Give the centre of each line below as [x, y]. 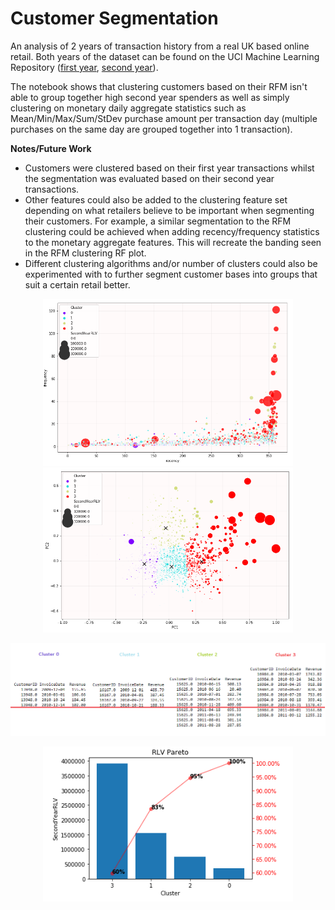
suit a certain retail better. [77, 284]
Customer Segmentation [114, 18]
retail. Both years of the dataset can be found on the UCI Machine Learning [165, 56]
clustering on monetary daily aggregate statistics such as [128, 108]
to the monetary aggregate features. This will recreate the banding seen [173, 242]
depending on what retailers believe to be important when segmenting [169, 210]
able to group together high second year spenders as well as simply [150, 97]
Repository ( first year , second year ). [84, 67]
